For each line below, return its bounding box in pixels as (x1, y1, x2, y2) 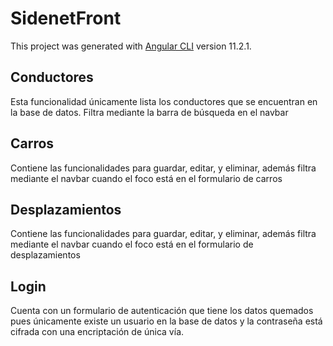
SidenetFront (10, 7, 122, 30)
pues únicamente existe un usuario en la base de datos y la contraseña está (10, 315, 323, 327)
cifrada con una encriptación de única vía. (10, 326, 185, 338)
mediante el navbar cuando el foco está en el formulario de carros (10, 172, 283, 184)
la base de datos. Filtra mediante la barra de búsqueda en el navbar (10, 106, 289, 118)
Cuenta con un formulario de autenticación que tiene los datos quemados (10, 305, 314, 317)
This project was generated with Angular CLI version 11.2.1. (10, 40, 252, 52)
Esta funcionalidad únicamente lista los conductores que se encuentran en (10, 95, 318, 107)
